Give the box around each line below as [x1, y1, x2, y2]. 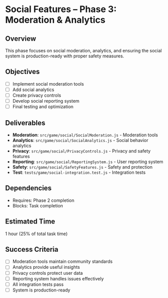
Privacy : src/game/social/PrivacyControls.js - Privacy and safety [12, 147, 151, 154]
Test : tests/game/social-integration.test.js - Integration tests [12, 169, 146, 175]
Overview [5, 34, 37, 43]
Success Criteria [5, 245, 59, 254]
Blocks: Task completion [12, 202, 64, 208]
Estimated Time [5, 217, 55, 226]
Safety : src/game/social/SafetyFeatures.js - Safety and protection [12, 164, 153, 170]
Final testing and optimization [12, 104, 74, 110]
